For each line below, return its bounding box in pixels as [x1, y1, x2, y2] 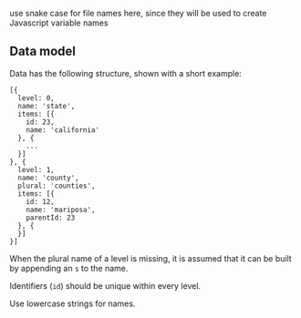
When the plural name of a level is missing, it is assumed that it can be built [9, 252, 292, 263]
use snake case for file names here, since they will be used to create [9, 8, 267, 18]
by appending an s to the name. [9, 262, 129, 273]
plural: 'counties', [17, 181, 96, 190]
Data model [9, 44, 76, 59]
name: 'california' [26, 125, 100, 135]
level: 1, [17, 165, 55, 174]
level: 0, [17, 93, 55, 103]
